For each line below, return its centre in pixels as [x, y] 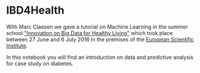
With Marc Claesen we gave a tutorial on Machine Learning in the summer [97, 27]
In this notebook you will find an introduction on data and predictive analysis [100, 57]
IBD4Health [35, 10]
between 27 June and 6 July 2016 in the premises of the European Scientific [100, 39]
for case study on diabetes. [40, 64]
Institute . [17, 46]
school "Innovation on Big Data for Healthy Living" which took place [90, 33]
